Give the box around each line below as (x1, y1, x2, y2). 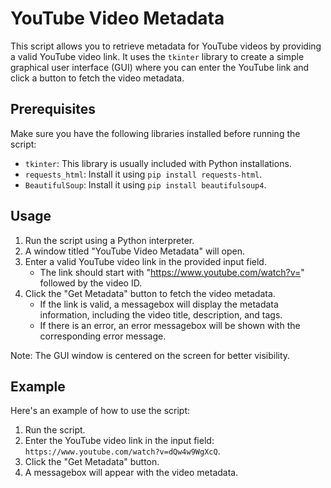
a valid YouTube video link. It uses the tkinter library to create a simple (10, 50, 305, 62)
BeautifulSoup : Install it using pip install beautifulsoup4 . (24, 178, 267, 191)
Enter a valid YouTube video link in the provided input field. (24, 255, 267, 267)
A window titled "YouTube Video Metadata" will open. (24, 245, 245, 257)
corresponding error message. (39, 330, 167, 342)
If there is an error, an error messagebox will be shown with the (39, 319, 301, 331)
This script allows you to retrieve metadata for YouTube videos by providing (10, 40, 322, 52)
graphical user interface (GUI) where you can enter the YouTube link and (10, 61, 310, 73)
